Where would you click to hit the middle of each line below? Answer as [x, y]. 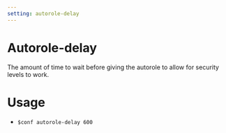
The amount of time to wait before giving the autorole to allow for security [113, 67]
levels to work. [28, 74]
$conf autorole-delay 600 [55, 122]
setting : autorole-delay [43, 14]
